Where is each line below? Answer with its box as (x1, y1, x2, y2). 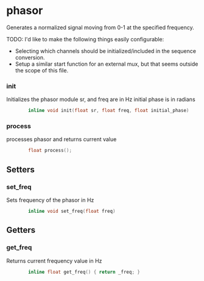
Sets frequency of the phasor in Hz (6, 196, 94, 204)
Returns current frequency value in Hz (6, 257, 102, 265)
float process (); (28, 147, 72, 154)
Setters (6, 164, 35, 175)
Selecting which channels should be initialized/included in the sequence (15, 47, 197, 55)
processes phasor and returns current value (6, 136, 117, 143)
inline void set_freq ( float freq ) (28, 208, 116, 214)
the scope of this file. (15, 66, 69, 74)
